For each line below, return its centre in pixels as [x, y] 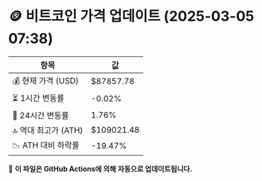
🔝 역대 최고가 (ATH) [48, 130]
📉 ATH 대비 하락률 [46, 145]
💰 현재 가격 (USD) [46, 80]
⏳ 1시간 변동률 [39, 98]
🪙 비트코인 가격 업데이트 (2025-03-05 [131, 16]
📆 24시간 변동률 [41, 115]
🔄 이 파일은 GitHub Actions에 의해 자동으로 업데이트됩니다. [100, 168]
